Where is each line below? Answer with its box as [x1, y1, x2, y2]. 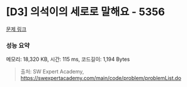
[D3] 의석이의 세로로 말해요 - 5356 [6, 5, 165, 19]
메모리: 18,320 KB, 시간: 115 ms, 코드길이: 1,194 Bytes [6, 56, 130, 63]
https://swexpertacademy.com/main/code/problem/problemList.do [20, 75, 182, 82]
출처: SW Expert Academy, [20, 68, 84, 75]
